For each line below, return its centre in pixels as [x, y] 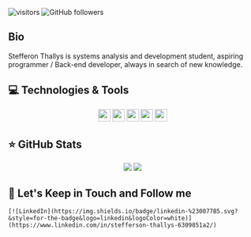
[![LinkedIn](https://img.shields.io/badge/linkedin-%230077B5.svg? [123, 212]
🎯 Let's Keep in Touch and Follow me [100, 193]
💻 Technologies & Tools [69, 90]
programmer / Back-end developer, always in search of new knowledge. [126, 64]
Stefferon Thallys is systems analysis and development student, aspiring [126, 56]
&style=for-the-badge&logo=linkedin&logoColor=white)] [100, 218]
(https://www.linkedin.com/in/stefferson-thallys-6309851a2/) [112, 225]
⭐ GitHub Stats [45, 145]
